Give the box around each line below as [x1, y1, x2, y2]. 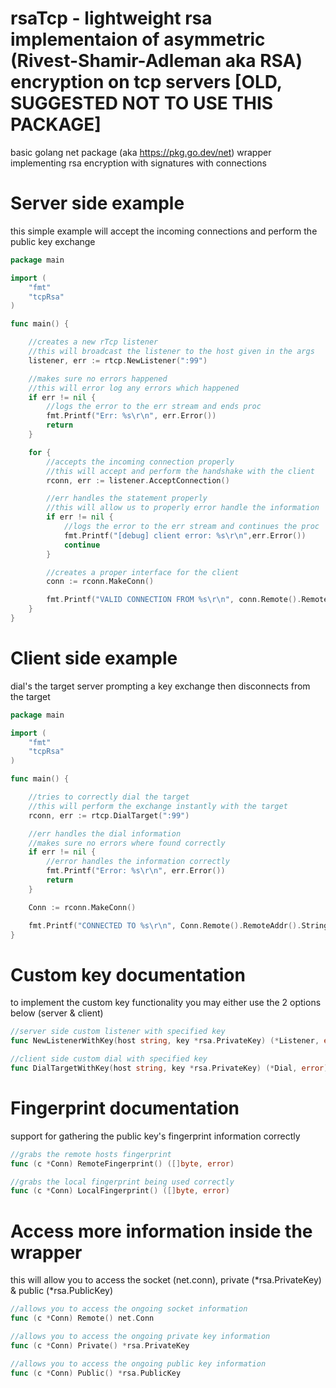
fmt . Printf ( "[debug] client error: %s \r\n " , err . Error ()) [63, 530, 307, 541]
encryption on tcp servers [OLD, [10, 71, 283, 94]
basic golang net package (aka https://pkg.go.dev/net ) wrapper [10, 146, 272, 158]
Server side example [10, 192, 185, 215]
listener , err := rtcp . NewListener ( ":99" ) [28, 355, 208, 366]
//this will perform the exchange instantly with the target [28, 801, 288, 811]
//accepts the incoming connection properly [46, 457, 235, 467]
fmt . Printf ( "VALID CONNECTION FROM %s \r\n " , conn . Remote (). [46, 595, 302, 605]
